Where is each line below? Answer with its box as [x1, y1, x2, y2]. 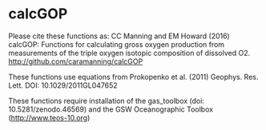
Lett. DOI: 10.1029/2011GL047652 [8, 81, 118, 90]
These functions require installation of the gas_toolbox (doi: [8, 96, 204, 105]
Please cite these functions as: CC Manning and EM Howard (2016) [8, 31, 230, 41]
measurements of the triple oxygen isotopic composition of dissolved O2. [8, 48, 251, 57]
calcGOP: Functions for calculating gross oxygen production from [8, 39, 225, 49]
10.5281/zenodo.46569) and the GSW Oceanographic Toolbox [8, 104, 214, 114]
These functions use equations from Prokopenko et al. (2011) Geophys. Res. [8, 72, 259, 81]
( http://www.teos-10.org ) [8, 112, 91, 122]
